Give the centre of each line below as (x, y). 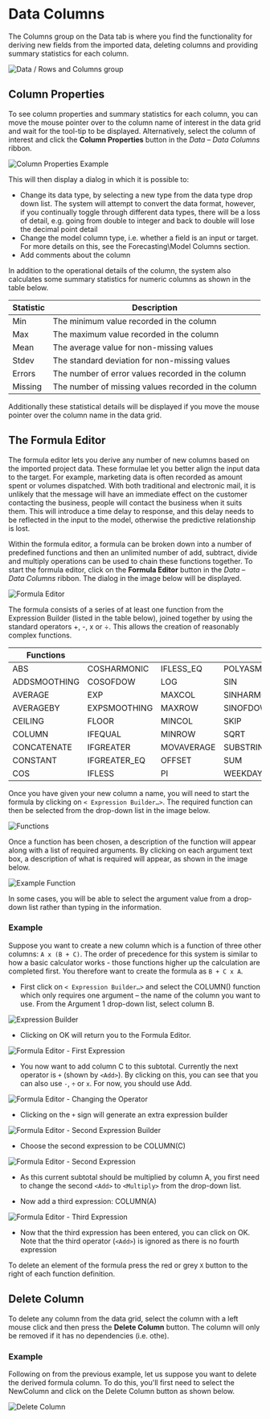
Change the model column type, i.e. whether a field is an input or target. (139, 238)
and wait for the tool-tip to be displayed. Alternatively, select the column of (132, 131)
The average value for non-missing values (133, 347)
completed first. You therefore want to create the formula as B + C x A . (126, 971)
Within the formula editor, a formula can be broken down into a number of (130, 544)
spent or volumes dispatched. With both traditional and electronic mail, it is (132, 485)
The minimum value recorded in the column (135, 321)
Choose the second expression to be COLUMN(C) (103, 1146)
